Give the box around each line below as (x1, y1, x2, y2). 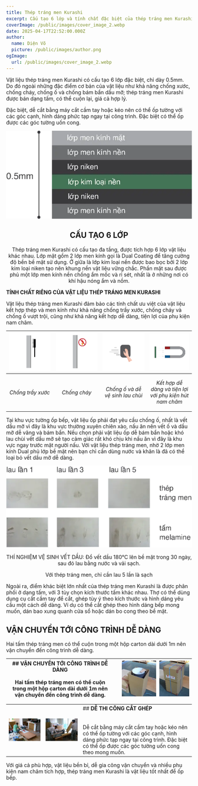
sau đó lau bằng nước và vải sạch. (57, 560, 141, 567)
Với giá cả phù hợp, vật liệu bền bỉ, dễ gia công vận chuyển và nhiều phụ (6, 762, 183, 769)
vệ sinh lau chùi (104, 392, 143, 399)
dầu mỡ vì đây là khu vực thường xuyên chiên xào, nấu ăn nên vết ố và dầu (6, 422, 188, 430)
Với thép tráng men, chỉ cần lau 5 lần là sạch (45, 572, 153, 579)
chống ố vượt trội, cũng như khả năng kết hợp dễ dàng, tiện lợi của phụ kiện (6, 312, 190, 319)
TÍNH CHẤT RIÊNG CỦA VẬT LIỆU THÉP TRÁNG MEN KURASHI (6, 289, 161, 296)
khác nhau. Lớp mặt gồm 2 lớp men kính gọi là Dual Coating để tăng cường (8, 252, 190, 259)
